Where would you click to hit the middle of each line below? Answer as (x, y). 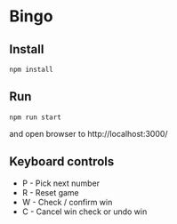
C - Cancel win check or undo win (84, 212)
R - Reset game (51, 192)
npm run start (36, 117)
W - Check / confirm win (67, 202)
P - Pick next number (61, 183)
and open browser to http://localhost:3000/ (88, 133)
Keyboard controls (62, 162)
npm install (31, 69)
